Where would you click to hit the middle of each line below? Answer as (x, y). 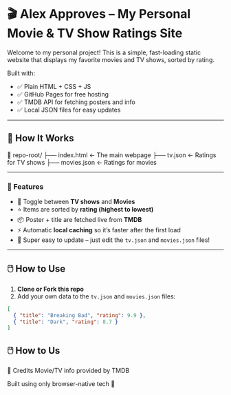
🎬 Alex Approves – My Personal (99, 14)
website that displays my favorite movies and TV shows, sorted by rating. (111, 59)
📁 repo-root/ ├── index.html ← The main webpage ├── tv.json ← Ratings (112, 155)
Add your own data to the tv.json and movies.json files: (96, 296)
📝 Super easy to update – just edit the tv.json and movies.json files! (113, 240)
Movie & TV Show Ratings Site (95, 33)
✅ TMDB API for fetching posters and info (76, 102)
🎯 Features (25, 186)
